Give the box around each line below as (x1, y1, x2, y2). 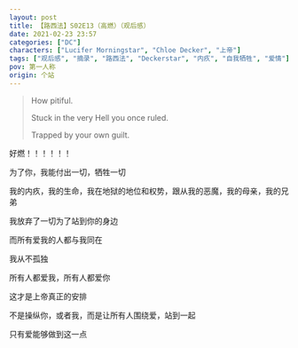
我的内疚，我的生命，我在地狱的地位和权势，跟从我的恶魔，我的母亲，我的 (9, 186, 281, 196)
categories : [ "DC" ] (9, 37, 82, 47)
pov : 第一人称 (9, 63, 56, 72)
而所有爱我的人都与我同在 (9, 234, 103, 245)
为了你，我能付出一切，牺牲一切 (9, 166, 126, 178)
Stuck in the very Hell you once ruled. (30, 112, 169, 123)
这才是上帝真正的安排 (9, 290, 87, 302)
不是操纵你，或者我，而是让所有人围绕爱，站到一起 (9, 310, 196, 320)
